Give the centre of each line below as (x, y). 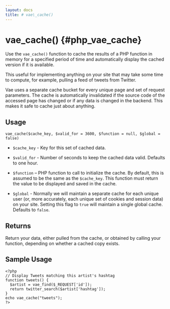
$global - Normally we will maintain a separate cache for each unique (86, 193)
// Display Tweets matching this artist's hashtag (60, 275)
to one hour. (25, 163)
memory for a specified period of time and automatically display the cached (85, 60)
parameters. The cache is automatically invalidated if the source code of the (85, 95)
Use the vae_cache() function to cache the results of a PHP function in (79, 54)
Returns (18, 226)
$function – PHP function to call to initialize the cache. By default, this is (88, 173)
